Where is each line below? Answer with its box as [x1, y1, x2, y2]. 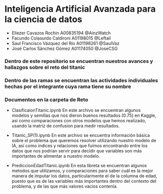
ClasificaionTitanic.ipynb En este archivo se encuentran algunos [11, 108, 141, 113]
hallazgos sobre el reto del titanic [4, 64, 85, 70]
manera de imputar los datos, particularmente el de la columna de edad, [11, 173, 157, 179]
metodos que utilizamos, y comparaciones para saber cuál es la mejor [11, 168, 154, 174]
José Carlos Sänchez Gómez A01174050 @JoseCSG [11, 45, 118, 51]
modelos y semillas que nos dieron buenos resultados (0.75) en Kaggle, [11, 112, 157, 118]
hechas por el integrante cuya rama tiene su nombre [4, 83, 132, 90]
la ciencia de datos [4, 14, 83, 25]
